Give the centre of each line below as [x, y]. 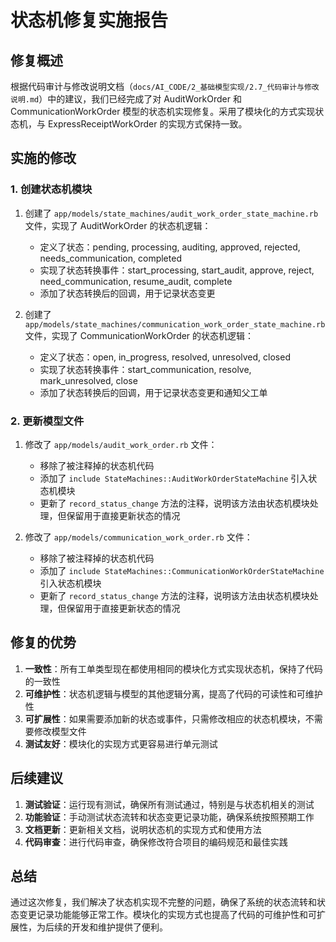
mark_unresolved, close [88, 380]
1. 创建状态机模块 [51, 189]
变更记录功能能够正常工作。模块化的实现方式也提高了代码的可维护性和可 [167, 915]
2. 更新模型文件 [47, 421]
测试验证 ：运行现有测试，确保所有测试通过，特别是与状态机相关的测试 [169, 804]
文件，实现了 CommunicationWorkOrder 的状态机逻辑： [139, 335]
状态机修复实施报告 [89, 20]
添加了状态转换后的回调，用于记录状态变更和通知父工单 [153, 392]
